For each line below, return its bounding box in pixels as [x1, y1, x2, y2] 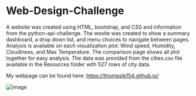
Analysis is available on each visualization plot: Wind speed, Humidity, [6, 42, 175, 49]
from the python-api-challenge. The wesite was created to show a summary [6, 29, 190, 36]
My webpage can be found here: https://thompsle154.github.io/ [6, 72, 159, 79]
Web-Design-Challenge [6, 4, 124, 18]
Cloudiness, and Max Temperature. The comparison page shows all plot [6, 48, 180, 55]
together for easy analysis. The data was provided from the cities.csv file [6, 54, 183, 61]
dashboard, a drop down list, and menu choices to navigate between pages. [6, 36, 190, 43]
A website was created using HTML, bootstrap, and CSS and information [6, 23, 182, 30]
